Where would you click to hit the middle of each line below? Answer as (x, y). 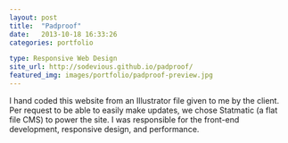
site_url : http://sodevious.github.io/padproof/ (101, 67)
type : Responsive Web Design (63, 59)
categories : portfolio (51, 42)
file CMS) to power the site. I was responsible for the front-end (124, 119)
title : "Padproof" (45, 26)
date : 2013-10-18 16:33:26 (63, 34)
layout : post (33, 17)
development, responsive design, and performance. (104, 129)
